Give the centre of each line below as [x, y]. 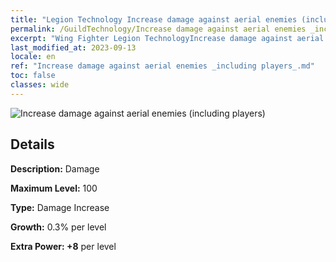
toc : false [33, 76]
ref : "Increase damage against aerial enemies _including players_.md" [162, 66]
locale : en [33, 57]
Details [32, 144]
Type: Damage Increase [60, 207]
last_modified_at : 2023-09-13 [73, 47]
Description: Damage [55, 168]
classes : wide [40, 85]
